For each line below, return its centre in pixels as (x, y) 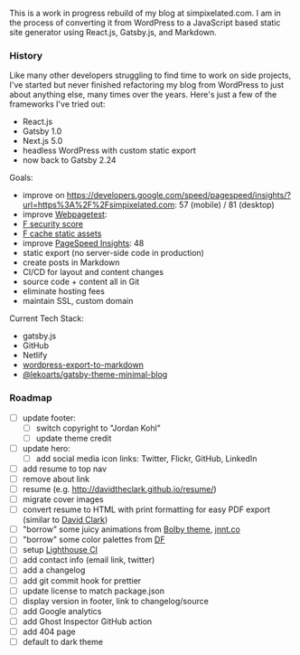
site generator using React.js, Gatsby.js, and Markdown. (113, 32)
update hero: (46, 448)
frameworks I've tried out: (57, 104)
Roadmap (31, 398)
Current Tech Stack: (47, 318)
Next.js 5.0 (42, 141)
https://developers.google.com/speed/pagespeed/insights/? (179, 195)
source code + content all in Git (81, 282)
